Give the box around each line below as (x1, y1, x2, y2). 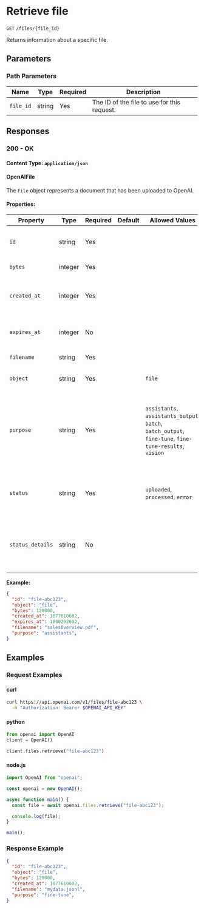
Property (18, 216, 44, 224)
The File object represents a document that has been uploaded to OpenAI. (6, 186, 194, 194)
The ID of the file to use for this (92, 98, 181, 106)
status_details (9, 541, 53, 548)
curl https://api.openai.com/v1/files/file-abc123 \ (6, 700, 143, 706)
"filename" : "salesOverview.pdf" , (12, 624, 99, 631)
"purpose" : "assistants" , (12, 630, 78, 636)
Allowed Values (149, 216, 196, 224)
